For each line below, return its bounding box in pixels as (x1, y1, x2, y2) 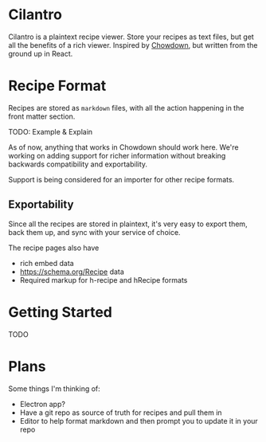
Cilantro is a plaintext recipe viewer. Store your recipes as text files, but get (8, 32, 255, 41)
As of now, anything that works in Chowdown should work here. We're (8, 142, 239, 152)
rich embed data (19, 258, 74, 268)
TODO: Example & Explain (8, 127, 93, 136)
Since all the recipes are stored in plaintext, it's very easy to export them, (8, 219, 248, 229)
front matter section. (8, 111, 76, 121)
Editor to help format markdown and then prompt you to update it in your (19, 416, 259, 425)
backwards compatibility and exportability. (8, 159, 148, 169)
